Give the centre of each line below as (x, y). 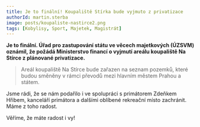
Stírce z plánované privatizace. (46, 58)
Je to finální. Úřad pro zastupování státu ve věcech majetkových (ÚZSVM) (100, 45)
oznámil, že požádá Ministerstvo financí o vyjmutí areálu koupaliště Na (96, 52)
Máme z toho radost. (32, 106)
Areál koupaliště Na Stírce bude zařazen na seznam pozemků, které (104, 70)
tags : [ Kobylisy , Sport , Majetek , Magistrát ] (64, 28)
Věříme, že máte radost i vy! (41, 118)
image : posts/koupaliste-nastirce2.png (56, 23)
